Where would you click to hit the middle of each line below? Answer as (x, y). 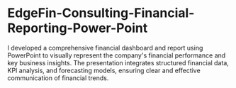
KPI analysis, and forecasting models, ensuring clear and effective (104, 70)
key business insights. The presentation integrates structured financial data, (118, 62)
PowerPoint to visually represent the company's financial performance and (117, 55)
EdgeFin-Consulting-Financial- (101, 13)
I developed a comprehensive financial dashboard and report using (105, 48)
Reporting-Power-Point (78, 28)
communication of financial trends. (58, 78)
